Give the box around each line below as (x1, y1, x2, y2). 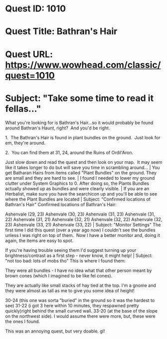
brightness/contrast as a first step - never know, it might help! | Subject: (5, 252, 153, 258)
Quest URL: (5, 48, 53, 60)
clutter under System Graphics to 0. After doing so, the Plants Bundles (5, 180, 150, 186)
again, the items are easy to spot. (5, 237, 74, 243)
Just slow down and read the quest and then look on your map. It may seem (5, 159, 163, 165)
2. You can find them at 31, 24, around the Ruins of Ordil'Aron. (5, 149, 134, 155)
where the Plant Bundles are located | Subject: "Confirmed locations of (5, 196, 151, 202)
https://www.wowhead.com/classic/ (5, 59, 161, 70)
